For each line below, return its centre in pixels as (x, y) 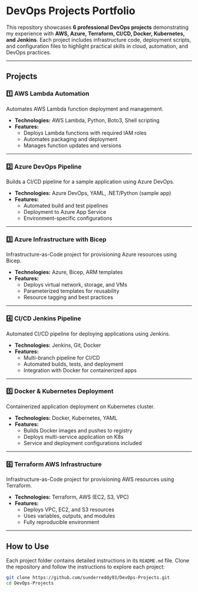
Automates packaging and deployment (70, 139)
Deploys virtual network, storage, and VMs (75, 285)
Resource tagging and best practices (68, 297)
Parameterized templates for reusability (71, 291)
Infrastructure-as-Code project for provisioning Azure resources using (91, 255)
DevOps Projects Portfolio (71, 11)
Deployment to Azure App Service (65, 212)
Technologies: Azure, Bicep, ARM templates (69, 272)
